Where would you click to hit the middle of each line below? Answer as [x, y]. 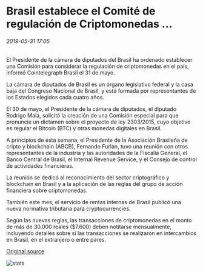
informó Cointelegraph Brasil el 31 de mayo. [61, 73]
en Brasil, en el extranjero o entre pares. [56, 240]
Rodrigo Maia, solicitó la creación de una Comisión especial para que [92, 116]
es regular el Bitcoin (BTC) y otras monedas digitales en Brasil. [84, 128]
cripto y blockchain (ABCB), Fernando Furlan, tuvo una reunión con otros [97, 147]
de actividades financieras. [40, 166]
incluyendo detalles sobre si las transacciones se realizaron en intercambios [101, 233]
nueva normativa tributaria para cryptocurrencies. [68, 209]
